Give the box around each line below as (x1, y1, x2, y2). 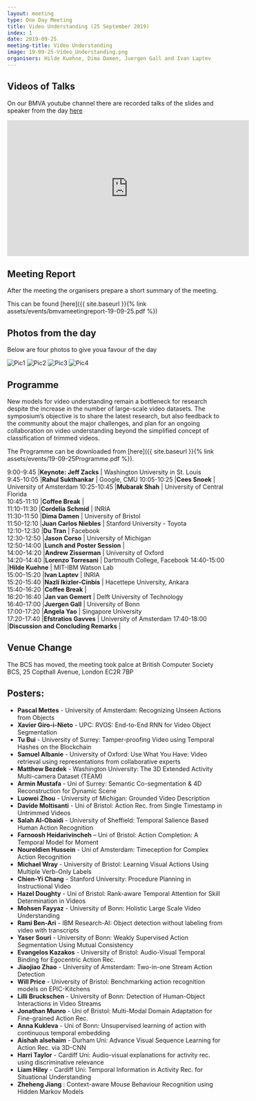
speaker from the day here (7, 106, 83, 115)
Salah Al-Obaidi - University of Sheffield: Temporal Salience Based (17, 816, 209, 824)
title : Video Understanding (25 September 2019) (7, 23, 150, 30)
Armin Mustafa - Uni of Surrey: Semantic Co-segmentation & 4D (17, 779, 202, 788)
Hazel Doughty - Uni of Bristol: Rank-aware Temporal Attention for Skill (17, 889, 221, 897)
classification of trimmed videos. (7, 434, 100, 442)
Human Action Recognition (17, 823, 94, 832)
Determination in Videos (17, 897, 86, 905)
